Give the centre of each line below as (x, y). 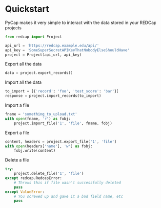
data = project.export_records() (39, 73)
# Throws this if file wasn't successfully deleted (67, 183)
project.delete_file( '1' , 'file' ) (49, 174)
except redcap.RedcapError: (34, 178)
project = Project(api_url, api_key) (43, 55)
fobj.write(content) (35, 151)
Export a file (17, 133)
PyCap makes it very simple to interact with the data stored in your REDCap (81, 23)
